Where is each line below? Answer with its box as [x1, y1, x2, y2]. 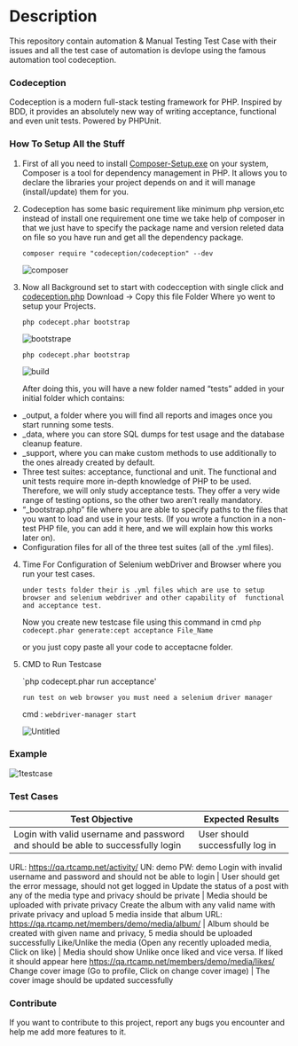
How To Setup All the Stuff [9, 138, 126, 150]
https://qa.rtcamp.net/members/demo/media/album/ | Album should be [9, 918, 270, 929]
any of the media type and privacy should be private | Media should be [9, 890, 268, 901]
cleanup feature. [21, 437, 82, 449]
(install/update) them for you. [21, 186, 129, 197]
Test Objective [70, 814, 134, 826]
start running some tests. [21, 419, 114, 429]
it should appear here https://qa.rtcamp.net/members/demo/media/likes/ [9, 956, 275, 967]
